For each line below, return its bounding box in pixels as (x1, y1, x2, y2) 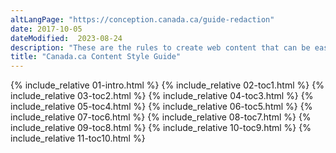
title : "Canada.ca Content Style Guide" (10, 52, 182, 62)
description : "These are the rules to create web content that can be (10, 42, 311, 53)
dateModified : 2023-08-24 (10, 33, 123, 43)
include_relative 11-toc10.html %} (10, 132, 146, 145)
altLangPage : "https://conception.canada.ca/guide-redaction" (10, 14, 275, 25)
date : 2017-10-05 (10, 24, 83, 34)
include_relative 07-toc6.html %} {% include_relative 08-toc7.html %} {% (10, 111, 312, 123)
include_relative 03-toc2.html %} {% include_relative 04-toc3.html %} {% (10, 90, 314, 102)
